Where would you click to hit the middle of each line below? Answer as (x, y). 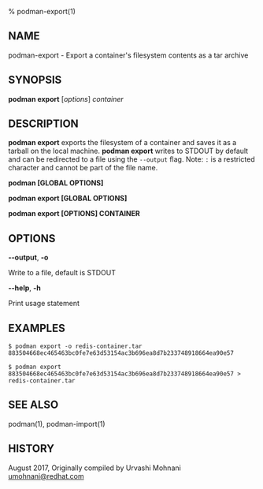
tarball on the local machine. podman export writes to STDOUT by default (128, 151)
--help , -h (25, 288)
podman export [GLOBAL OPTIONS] (68, 198)
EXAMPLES (37, 328)
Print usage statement (44, 304)
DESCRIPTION (43, 124)
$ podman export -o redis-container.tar (76, 346)
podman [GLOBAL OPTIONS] (56, 183)
